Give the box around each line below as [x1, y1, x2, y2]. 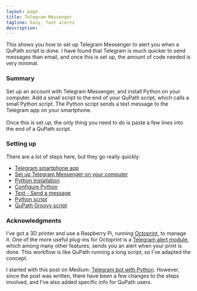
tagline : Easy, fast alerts [6, 19, 75, 25]
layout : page [6, 8, 38, 15]
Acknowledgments [6, 216, 62, 225]
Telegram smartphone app [14, 164, 79, 171]
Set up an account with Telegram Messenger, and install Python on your [6, 87, 181, 94]
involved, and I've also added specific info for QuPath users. [6, 279, 152, 286]
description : [6, 25, 38, 31]
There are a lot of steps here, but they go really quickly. [6, 153, 141, 160]
